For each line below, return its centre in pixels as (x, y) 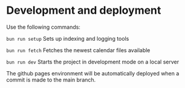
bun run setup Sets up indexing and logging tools (68, 38)
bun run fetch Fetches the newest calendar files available (78, 50)
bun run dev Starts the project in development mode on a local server (93, 62)
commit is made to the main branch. (51, 80)
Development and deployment (84, 10)
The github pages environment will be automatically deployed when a (93, 73)
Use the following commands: (43, 27)
